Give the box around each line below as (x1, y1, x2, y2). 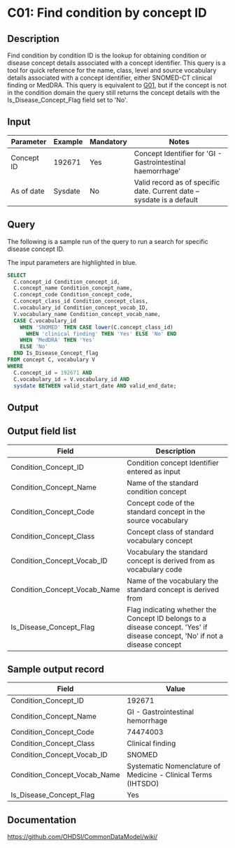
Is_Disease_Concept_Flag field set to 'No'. (7, 96, 128, 104)
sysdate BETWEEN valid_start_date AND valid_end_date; (13, 382, 177, 389)
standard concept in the (127, 507, 206, 517)
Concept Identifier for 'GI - (134, 148, 222, 158)
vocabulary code (127, 564, 183, 574)
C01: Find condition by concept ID (7, 5, 208, 21)
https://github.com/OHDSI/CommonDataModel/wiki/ (7, 833, 158, 841)
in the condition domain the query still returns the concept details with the (7, 89, 220, 96)
